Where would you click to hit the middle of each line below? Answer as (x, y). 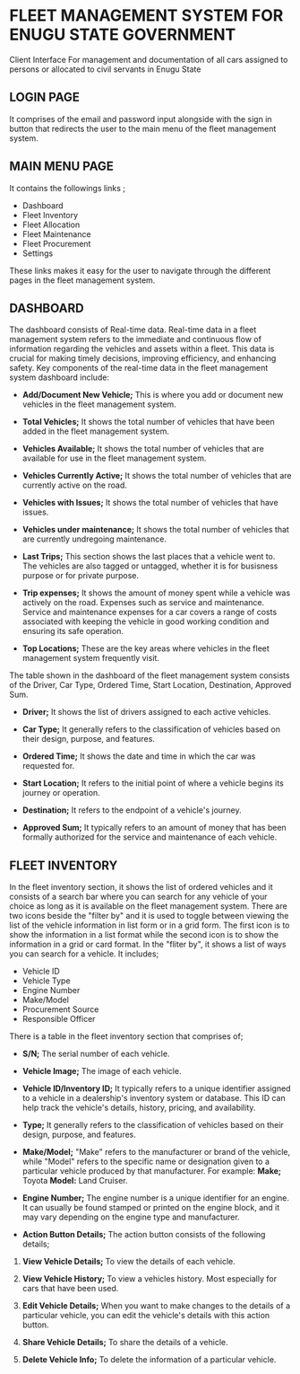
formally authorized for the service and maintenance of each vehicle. (150, 837)
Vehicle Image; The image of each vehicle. (102, 1071)
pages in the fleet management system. (82, 280)
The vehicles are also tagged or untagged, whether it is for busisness (150, 566)
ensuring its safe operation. (73, 631)
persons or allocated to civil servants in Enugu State (105, 69)
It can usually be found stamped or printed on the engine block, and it (151, 1208)
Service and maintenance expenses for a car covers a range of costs (150, 612)
